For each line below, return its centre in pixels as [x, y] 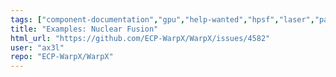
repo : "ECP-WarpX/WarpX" [62, 57]
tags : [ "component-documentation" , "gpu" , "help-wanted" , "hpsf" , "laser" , [162, 19]
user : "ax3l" [37, 47]
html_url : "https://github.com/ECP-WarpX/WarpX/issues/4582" [140, 38]
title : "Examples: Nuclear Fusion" [84, 29]
